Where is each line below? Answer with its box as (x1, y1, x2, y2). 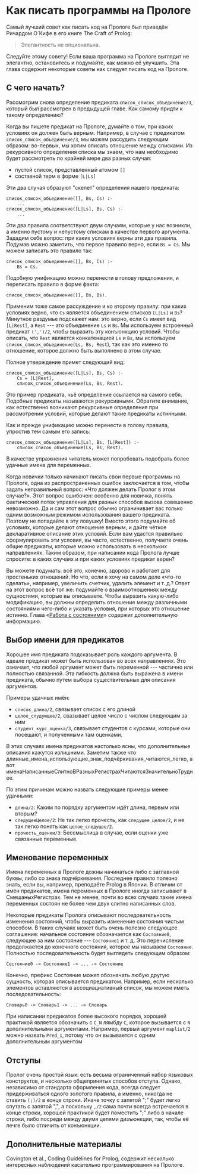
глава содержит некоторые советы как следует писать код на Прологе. (6, 65, 189, 72)
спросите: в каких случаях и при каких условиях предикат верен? (6, 555, 175, 563)
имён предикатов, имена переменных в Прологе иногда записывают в (6, 887, 187, 895)
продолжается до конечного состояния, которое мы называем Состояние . (6, 943, 193, 950)
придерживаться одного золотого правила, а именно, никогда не (6, 1090, 173, 1098)
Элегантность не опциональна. (20, 41, 100, 48)
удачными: (6, 792, 34, 799)
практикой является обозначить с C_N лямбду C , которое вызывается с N (6, 1019, 191, 1026)
